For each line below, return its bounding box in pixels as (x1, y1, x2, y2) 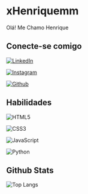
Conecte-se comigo (6, 41, 82, 51)
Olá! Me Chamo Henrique (6, 24, 69, 31)
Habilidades (6, 97, 52, 108)
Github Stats (6, 165, 54, 175)
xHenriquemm (6, 4, 79, 18)
